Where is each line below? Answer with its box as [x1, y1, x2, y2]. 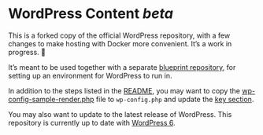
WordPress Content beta [8, 5, 173, 23]
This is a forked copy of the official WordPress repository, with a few [8, 31, 231, 40]
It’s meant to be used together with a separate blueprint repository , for [8, 62, 236, 71]
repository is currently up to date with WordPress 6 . [8, 118, 176, 127]
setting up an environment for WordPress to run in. [8, 71, 172, 80]
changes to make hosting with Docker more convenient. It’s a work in [8, 38, 232, 48]
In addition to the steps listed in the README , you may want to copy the [8, 86, 240, 95]
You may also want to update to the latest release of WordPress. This [8, 109, 232, 119]
